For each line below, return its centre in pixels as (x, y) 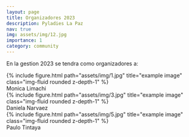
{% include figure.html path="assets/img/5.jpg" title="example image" (95, 114)
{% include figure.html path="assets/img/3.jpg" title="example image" (95, 95)
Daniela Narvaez (27, 108)
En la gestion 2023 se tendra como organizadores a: (72, 63)
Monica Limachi (26, 88)
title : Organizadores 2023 (41, 18)
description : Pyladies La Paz (45, 23)
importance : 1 (24, 40)
